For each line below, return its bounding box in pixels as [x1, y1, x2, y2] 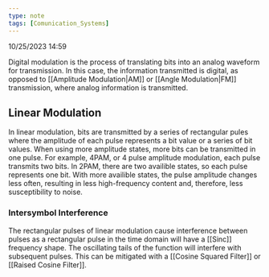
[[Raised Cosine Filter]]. [8, 259, 87, 270]
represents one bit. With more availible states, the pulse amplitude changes [8, 170, 258, 180]
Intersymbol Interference [8, 207, 108, 218]
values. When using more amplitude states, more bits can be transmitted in [8, 144, 256, 154]
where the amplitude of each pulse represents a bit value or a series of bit [8, 136, 253, 146]
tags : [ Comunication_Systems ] [8, 19, 110, 27]
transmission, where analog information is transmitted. [8, 82, 189, 93]
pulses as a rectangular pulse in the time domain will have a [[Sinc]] [8, 234, 232, 244]
